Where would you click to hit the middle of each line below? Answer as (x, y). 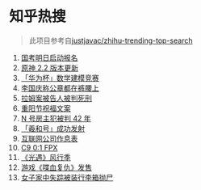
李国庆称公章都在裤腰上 (60, 88)
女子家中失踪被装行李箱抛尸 (67, 177)
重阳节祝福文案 (46, 108)
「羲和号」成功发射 (53, 128)
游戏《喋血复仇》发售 (56, 167)
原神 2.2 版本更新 (50, 68)
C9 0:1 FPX (39, 147)
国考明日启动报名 (49, 57)
